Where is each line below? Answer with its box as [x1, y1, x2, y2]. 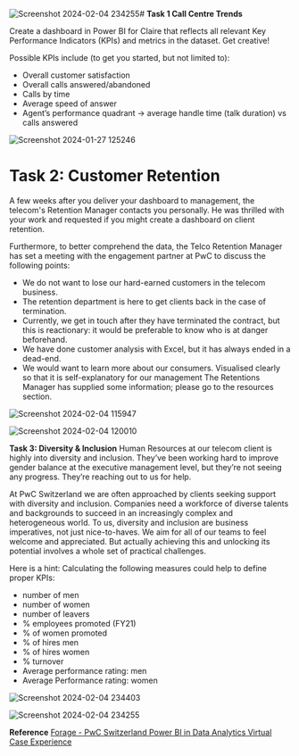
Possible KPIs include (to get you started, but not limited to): [9, 53, 230, 62]
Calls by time [21, 89, 71, 99]
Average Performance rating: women [21, 675, 158, 685]
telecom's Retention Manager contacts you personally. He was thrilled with [9, 204, 285, 215]
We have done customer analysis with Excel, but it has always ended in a [21, 344, 291, 354]
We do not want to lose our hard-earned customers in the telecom [21, 277, 266, 287]
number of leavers [21, 608, 90, 619]
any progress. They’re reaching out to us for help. [9, 471, 192, 482]
